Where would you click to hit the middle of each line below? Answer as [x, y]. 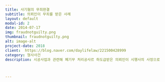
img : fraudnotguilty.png [30, 32]
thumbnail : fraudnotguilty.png [37, 37]
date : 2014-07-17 [23, 28]
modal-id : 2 [17, 23]
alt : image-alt [21, 41]
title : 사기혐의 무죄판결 [27, 10]
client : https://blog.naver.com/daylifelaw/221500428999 [66, 50]
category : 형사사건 [23, 55]
